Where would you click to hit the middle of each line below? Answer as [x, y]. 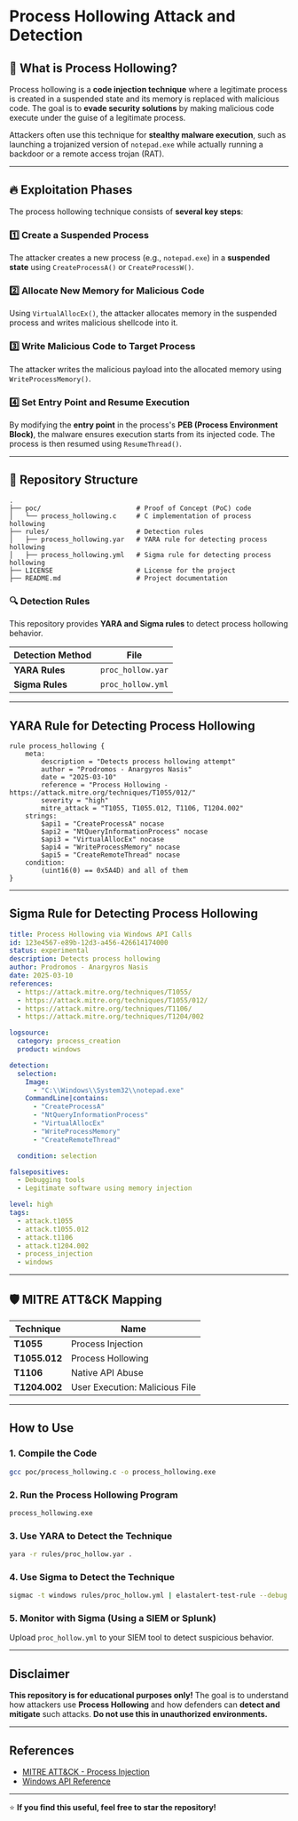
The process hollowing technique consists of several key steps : [126, 212]
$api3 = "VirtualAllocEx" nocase [103, 839]
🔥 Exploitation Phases [71, 190]
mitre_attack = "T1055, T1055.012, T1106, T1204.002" [142, 808]
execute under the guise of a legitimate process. [98, 118]
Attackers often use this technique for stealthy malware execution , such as [148, 135]
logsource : [29, 1033]
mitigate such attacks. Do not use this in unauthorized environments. [138, 1714]
